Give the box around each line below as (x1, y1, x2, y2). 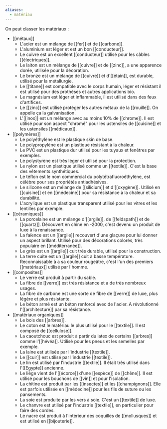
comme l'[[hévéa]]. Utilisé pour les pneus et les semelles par (19, 338, 145, 344)
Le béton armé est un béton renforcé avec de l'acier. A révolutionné (19, 301, 159, 307)
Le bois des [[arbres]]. (19, 317, 66, 323)
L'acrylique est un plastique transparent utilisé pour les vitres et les (19, 200, 158, 206)
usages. (19, 285, 36, 291)
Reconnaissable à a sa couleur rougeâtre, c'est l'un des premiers (19, 258, 154, 264)
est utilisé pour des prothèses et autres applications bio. (19, 88, 136, 94)
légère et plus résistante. (19, 295, 71, 301)
